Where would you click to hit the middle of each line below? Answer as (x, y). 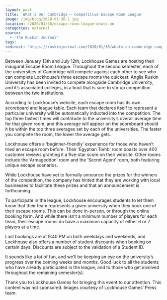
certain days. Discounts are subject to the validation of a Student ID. (75, 247)
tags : (11, 42)
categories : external (28, 28)
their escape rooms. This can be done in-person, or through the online (77, 211)
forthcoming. (18, 190)
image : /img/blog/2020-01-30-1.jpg (42, 19)
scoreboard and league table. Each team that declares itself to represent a (81, 108)
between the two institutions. (35, 93)
